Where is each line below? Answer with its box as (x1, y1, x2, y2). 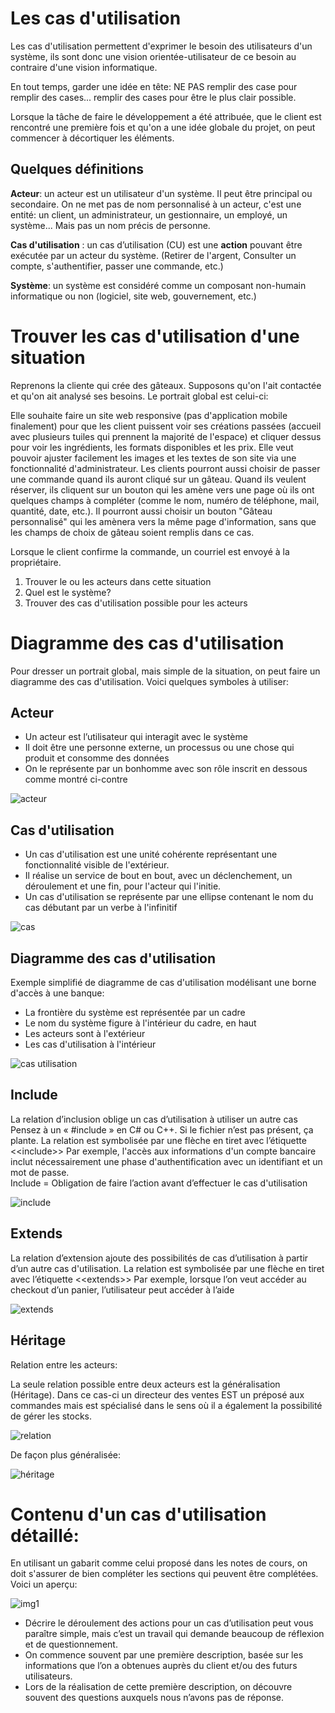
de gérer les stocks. (10, 1410, 93, 1422)
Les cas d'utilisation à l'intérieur (24, 1038, 157, 1051)
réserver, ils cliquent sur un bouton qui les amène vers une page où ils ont (10, 483, 315, 496)
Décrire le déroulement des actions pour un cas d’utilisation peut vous (24, 1617, 314, 1629)
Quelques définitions (10, 161, 144, 178)
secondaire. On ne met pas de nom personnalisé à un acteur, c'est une (10, 198, 302, 210)
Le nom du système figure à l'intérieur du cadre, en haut (24, 1017, 257, 1029)
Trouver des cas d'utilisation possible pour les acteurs (24, 597, 248, 609)
